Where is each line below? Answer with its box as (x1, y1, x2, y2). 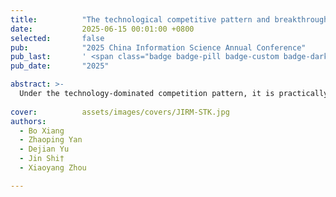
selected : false (10, 33, 105, 43)
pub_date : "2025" (10, 61, 110, 71)
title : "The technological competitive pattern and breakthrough (10, 14, 329, 25)
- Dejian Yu (19, 144, 70, 155)
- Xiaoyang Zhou (19, 163, 87, 173)
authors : (10, 116, 47, 126)
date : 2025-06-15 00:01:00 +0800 (10, 24, 195, 34)
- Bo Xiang (19, 126, 65, 136)
